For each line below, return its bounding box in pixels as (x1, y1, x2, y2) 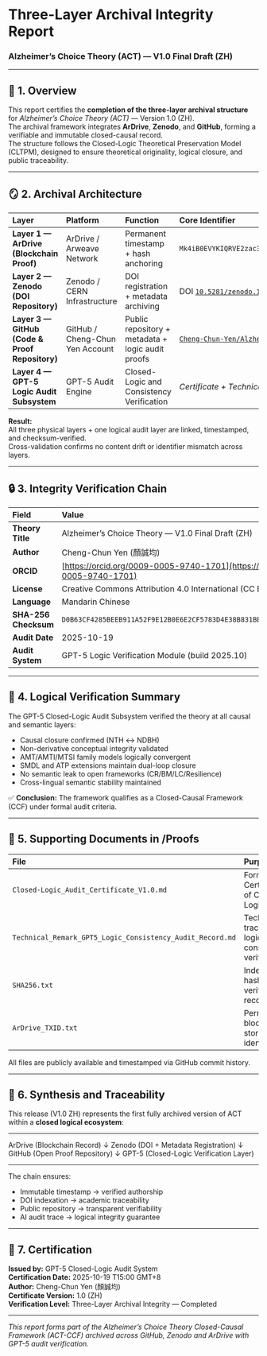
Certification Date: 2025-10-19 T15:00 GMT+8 (8, 1273, 161, 1282)
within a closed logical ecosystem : (8, 1118, 125, 1127)
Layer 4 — (12, 366, 52, 378)
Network (66, 253, 99, 264)
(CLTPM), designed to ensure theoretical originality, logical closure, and (8, 147, 243, 157)
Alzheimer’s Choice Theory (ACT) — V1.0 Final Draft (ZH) (8, 51, 233, 62)
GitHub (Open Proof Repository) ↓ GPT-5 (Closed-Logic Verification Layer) (8, 1149, 254, 1158)
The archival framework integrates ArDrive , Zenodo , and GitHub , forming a (8, 122, 256, 132)
